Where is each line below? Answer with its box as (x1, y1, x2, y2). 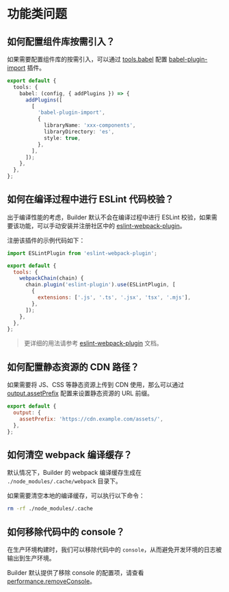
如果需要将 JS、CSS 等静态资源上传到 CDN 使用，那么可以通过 (7, 381, 185, 389)
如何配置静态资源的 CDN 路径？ (7, 361, 139, 373)
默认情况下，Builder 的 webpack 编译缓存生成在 (7, 469, 142, 477)
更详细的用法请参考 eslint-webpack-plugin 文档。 (23, 339, 163, 347)
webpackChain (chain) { (19, 275, 84, 282)
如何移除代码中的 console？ (7, 526, 125, 538)
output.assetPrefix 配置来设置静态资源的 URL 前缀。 (7, 389, 154, 397)
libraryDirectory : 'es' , (43, 128, 115, 135)
